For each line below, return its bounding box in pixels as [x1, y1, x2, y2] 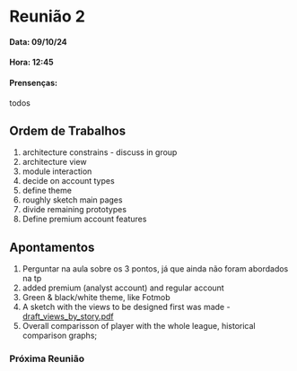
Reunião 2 [9, 6, 85, 27]
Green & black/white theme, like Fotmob [22, 292, 170, 303]
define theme [22, 185, 72, 196]
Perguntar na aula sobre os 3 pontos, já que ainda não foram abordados [22, 263, 289, 274]
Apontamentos [9, 239, 95, 255]
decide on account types [22, 176, 115, 186]
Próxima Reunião [9, 352, 85, 365]
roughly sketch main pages [22, 194, 123, 205]
